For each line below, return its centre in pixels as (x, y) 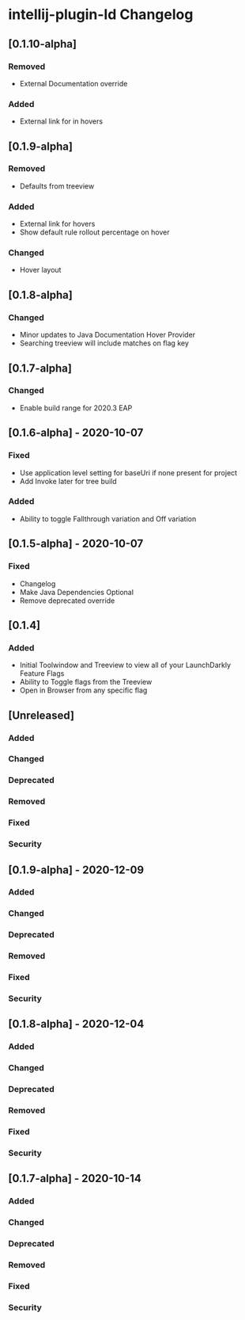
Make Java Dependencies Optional (77, 592)
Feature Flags (42, 673)
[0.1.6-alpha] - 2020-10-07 (76, 433)
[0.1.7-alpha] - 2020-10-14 (75, 1179)
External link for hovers (57, 224)
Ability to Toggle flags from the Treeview (86, 682)
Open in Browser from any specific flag (83, 690)
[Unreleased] (41, 715)
